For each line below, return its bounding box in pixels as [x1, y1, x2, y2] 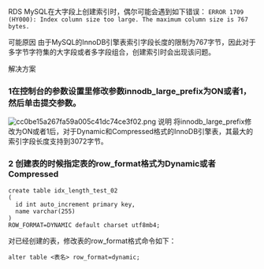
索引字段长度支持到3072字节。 [8, 136, 108, 146]
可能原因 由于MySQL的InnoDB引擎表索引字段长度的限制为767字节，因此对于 [8, 38, 256, 47]
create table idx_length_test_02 [8, 186, 118, 195]
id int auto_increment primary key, [15, 200, 136, 208]
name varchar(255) [15, 207, 76, 215]
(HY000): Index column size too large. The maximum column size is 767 [8, 16, 248, 24]
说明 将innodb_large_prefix [157, 117, 245, 126]
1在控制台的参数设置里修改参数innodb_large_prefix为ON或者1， [8, 85, 251, 96]
